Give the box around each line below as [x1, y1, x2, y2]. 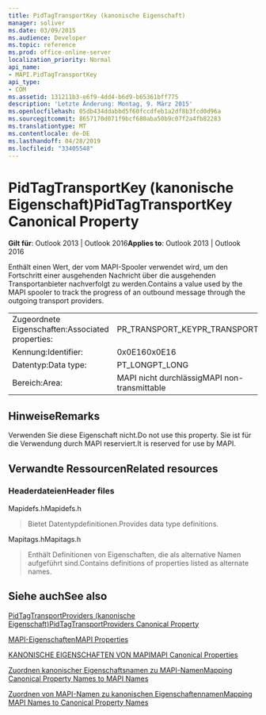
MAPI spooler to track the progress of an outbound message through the [8, 287, 246, 298]
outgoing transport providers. [8, 296, 104, 306]
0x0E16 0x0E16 [116, 347, 177, 358]
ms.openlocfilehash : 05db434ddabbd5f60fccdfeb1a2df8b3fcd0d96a [8, 108, 222, 116]
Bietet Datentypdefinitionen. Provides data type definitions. [27, 519, 219, 529]
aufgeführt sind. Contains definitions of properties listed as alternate [27, 558, 249, 567]
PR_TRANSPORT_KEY [116, 324, 198, 335]
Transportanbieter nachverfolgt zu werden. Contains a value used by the [8, 279, 243, 289]
